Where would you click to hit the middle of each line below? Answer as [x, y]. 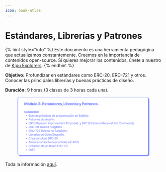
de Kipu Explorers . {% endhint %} [40, 65]
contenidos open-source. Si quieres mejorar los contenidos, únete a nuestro [83, 60]
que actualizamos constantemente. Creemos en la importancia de [73, 55]
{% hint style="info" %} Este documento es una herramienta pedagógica [80, 49]
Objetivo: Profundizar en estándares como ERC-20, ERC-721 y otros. [76, 75]
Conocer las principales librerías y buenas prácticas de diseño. [70, 80]
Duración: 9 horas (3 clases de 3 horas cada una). [57, 90]
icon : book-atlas [23, 10]
